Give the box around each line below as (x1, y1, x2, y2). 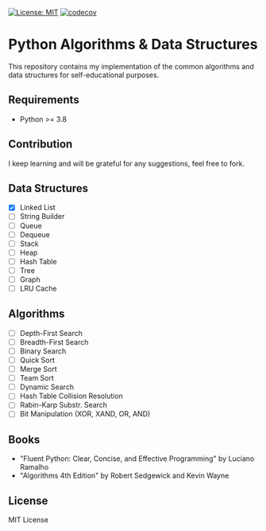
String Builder (19, 212, 65, 221)
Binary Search (19, 346, 67, 356)
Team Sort (19, 373, 54, 383)
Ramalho (19, 463, 49, 472)
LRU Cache (19, 283, 57, 293)
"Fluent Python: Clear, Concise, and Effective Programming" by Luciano (19, 454, 255, 463)
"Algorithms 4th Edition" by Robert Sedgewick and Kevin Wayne (19, 470, 229, 481)
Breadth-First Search (19, 337, 89, 346)
